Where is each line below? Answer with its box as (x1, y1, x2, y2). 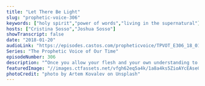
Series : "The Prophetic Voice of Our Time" (6, 48, 119, 55)
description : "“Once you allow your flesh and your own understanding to (6, 59, 198, 65)
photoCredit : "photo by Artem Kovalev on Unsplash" (6, 71, 140, 77)
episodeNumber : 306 (6, 54, 56, 60)
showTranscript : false (6, 31, 64, 38)
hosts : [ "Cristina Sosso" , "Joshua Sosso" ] (6, 25, 116, 32)
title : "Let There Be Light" (6, 8, 81, 15)
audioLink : (6, 43, 34, 49)
